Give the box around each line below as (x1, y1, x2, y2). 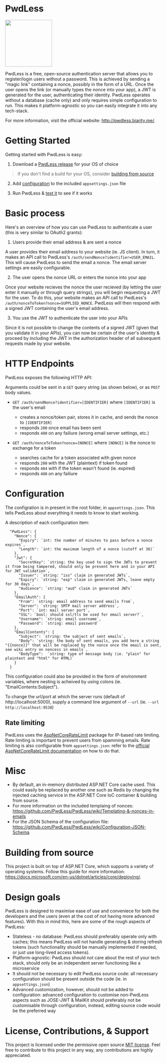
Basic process (5, 208, 65, 219)
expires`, (5, 542, 26, 547)
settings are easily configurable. (5, 265, 71, 270)
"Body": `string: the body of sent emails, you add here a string (18, 638, 160, 643)
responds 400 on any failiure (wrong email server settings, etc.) (19, 430, 150, 436)
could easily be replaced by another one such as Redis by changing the (12, 787, 160, 793)
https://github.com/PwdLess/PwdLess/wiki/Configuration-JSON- (12, 824, 146, 830)
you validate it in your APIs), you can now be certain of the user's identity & (5, 330, 160, 336)
